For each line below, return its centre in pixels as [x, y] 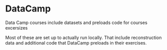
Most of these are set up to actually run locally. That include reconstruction [83, 37]
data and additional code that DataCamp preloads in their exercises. [76, 42]
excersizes [16, 27]
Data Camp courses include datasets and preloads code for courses [76, 22]
